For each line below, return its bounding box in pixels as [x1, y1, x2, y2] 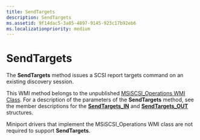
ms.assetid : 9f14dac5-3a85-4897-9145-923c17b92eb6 [6, 20, 137, 26]
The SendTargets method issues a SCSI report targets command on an [6, 72, 184, 79]
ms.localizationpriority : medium [6, 25, 91, 32]
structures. [6, 109, 33, 116]
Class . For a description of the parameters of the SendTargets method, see [6, 96, 195, 103]
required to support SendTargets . [6, 127, 91, 135]
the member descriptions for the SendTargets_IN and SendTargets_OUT [6, 103, 189, 110]
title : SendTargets [6, 8, 56, 15]
